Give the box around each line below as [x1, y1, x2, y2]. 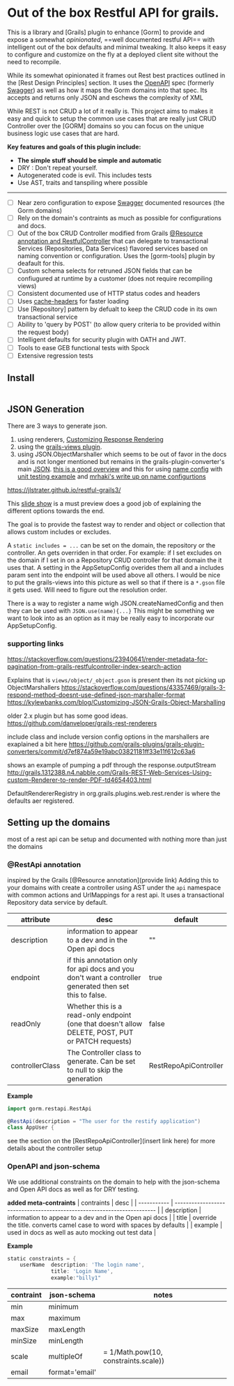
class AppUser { [7, 1124, 54, 1131]
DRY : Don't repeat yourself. [17, 163, 97, 172]
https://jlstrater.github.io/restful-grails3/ [7, 486, 121, 495]
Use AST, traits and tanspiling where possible [17, 178, 148, 186]
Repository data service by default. [7, 898, 108, 906]
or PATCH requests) [67, 1036, 132, 1046]
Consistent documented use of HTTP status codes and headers [17, 289, 201, 298]
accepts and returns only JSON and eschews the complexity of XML [7, 93, 204, 102]
